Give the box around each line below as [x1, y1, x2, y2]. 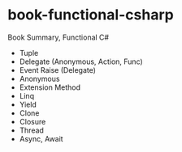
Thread [19, 125, 44, 135]
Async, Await [19, 133, 63, 143]
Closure [19, 116, 46, 126]
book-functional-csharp [7, 6, 174, 24]
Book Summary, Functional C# [7, 32, 110, 42]
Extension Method [19, 82, 81, 92]
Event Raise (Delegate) [19, 65, 97, 74]
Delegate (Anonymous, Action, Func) [19, 57, 143, 66]
